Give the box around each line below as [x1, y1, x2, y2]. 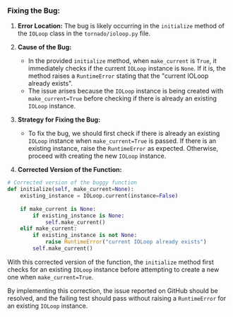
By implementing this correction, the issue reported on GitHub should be [7, 286, 218, 295]
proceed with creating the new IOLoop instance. [28, 151, 167, 161]
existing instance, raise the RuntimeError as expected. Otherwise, [28, 144, 219, 153]
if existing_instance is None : [32, 212, 125, 219]
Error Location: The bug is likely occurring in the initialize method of [17, 22, 225, 30]
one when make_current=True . [7, 272, 94, 281]
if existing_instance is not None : [32, 232, 138, 239]
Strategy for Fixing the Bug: [17, 115, 101, 124]
